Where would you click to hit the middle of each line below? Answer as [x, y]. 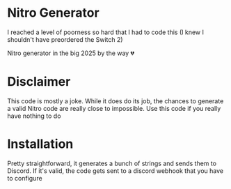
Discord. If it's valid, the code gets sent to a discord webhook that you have [115, 171]
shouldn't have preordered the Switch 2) [65, 39]
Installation [40, 144]
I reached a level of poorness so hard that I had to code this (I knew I [105, 32]
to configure [25, 178]
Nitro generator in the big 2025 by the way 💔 [71, 53]
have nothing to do [34, 116]
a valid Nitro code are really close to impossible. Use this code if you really [114, 108]
